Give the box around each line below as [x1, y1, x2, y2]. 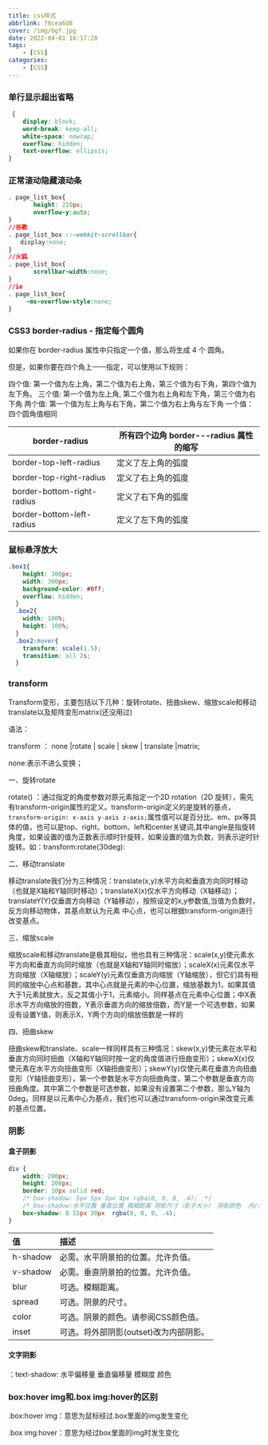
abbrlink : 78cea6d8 [8, 19, 73, 27]
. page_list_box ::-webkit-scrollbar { [8, 231, 137, 239]
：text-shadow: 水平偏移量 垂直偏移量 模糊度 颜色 [8, 1369, 171, 1379]
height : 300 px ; [22, 570, 73, 578]
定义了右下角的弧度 [116, 491, 189, 502]
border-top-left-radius [12, 457, 101, 468]
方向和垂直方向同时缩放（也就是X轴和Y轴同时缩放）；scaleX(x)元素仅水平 [14, 960, 255, 969]
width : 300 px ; [22, 577, 69, 585]
